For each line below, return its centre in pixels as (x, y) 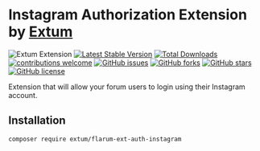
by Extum (41, 32)
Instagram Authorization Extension (128, 15)
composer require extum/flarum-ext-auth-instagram (95, 139)
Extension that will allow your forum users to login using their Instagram (127, 87)
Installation (37, 121)
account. (23, 95)
